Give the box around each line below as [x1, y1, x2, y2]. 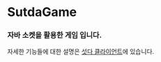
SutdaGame [7, 4, 77, 20]
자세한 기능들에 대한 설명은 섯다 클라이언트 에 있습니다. [7, 47, 155, 56]
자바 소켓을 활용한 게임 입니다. [7, 31, 102, 40]
